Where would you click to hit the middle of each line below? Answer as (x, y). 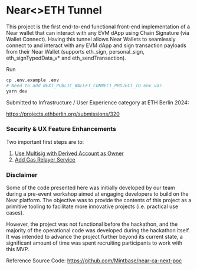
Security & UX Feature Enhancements (61, 129)
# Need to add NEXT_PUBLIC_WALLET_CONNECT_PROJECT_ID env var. (86, 85)
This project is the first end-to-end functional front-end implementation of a (98, 27)
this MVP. (18, 249)
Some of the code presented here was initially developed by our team (91, 188)
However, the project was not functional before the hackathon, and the (92, 224)
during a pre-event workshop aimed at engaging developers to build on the (97, 194)
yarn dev (17, 91)
